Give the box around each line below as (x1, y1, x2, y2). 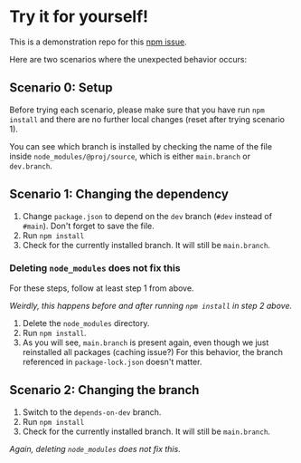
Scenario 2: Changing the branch (9, 382, 200, 398)
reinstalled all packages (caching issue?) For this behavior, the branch (22, 346, 283, 357)
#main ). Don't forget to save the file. (22, 220, 155, 231)
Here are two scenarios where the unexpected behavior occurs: (9, 53, 247, 64)
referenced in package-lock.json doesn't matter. (22, 356, 202, 367)
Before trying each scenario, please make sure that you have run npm (9, 104, 265, 115)
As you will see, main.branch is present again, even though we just (22, 337, 269, 348)
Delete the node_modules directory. (22, 317, 150, 328)
